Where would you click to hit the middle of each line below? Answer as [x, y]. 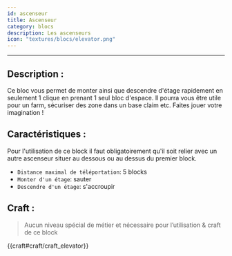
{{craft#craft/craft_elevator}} [48, 246]
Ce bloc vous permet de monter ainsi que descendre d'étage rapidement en [115, 90]
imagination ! [26, 112]
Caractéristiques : [47, 135]
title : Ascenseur [32, 20]
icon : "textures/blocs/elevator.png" [61, 39]
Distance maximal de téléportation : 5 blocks [82, 172]
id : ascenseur [28, 13]
